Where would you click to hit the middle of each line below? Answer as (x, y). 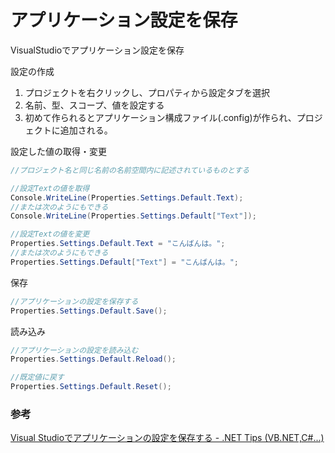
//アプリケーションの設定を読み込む (74, 350)
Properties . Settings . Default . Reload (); (93, 359)
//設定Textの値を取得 (50, 188)
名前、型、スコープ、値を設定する (94, 105)
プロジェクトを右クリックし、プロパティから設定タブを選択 (147, 92)
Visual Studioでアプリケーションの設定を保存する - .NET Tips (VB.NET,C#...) (167, 438)
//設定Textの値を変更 (50, 234)
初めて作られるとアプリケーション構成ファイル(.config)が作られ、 (160, 117)
